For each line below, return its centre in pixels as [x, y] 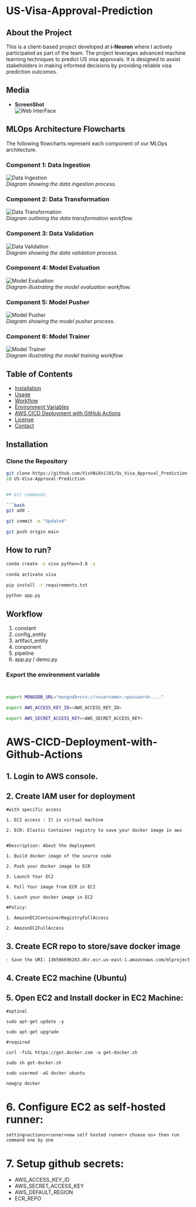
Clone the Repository [37, 461]
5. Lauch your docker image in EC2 [50, 897]
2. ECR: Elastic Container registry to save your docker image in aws [94, 830]
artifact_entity [31, 641]
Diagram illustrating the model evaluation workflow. [68, 287]
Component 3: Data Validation [50, 234]
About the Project [39, 33]
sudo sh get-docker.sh [34, 1063]
